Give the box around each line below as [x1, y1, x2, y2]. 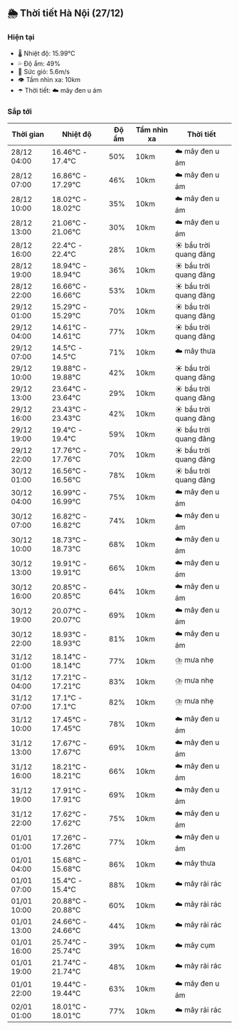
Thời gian [11, 129, 45, 139]
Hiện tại [7, 32, 35, 42]
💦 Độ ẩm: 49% [17, 59, 61, 68]
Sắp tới [7, 106, 32, 116]
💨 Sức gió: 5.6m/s [17, 67, 70, 76]
